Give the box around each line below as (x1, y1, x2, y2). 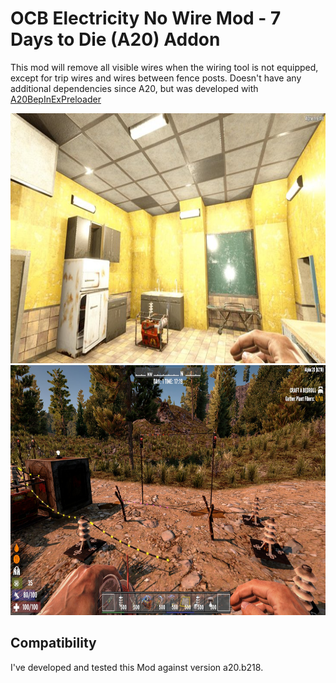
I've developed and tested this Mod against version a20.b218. (10, 661, 264, 673)
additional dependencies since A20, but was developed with (10, 82, 259, 94)
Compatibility (10, 635, 97, 652)
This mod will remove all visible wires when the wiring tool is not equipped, (10, 61, 319, 73)
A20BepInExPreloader (10, 93, 102, 105)
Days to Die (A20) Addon (10, 28, 221, 51)
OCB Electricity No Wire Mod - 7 (10, 7, 282, 30)
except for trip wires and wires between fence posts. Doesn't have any (10, 72, 302, 84)
